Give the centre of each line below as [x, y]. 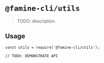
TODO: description [36, 21]
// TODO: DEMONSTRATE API [31, 56]
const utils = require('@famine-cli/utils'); [52, 47]
